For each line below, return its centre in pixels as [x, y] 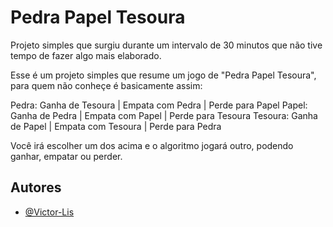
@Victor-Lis [49, 212]
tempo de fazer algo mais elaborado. [86, 55]
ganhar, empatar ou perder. [66, 156]
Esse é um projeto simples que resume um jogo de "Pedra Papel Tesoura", [163, 75]
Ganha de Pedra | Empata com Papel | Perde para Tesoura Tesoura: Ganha [164, 115]
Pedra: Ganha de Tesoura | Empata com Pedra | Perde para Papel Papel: [159, 105]
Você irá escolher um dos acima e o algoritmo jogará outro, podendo [152, 145]
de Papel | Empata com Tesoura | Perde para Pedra [116, 126]
